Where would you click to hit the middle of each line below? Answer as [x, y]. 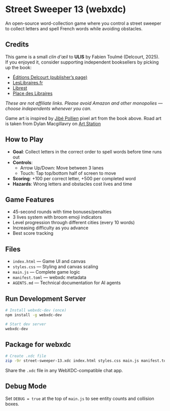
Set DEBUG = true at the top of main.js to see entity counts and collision [80, 398]
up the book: [18, 67]
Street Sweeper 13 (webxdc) [66, 9]
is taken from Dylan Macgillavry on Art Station [53, 123]
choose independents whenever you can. [49, 108]
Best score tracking [33, 233]
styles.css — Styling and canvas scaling [55, 267]
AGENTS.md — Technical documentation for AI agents [67, 283]
